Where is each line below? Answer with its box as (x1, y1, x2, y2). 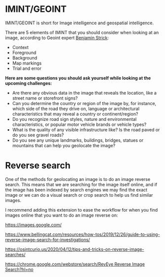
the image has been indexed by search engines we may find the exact (5, 187, 148, 193)
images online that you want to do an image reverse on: (5, 212, 119, 218)
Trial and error (12, 65, 42, 71)
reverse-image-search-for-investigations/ (5, 236, 90, 242)
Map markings (12, 60, 42, 66)
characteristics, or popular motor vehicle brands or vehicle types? (12, 121, 147, 127)
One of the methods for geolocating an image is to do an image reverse (5, 176, 151, 182)
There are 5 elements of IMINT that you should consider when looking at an (5, 29, 159, 35)
